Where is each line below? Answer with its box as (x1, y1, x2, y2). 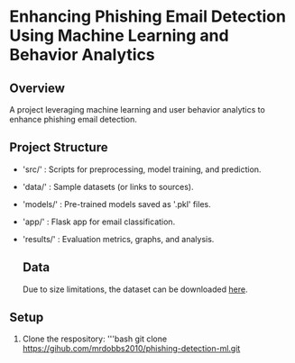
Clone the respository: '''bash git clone (22, 333, 168, 344)
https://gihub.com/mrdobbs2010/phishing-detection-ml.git (22, 343, 241, 354)
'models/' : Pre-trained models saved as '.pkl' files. (22, 198, 211, 209)
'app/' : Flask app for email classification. (22, 216, 176, 227)
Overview (9, 80, 66, 95)
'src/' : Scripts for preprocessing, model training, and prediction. (22, 164, 262, 175)
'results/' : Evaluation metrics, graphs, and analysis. (22, 233, 215, 244)
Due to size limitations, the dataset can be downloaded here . (22, 284, 248, 295)
